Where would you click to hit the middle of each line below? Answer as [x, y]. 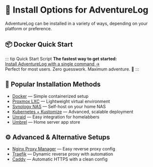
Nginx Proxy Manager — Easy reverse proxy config [64, 149]
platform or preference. [29, 28]
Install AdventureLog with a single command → [53, 64]
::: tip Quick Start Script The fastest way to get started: [61, 58]
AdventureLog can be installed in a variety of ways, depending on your [76, 23]
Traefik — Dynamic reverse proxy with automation [63, 154]
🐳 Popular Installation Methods [53, 84]
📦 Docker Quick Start [39, 45]
